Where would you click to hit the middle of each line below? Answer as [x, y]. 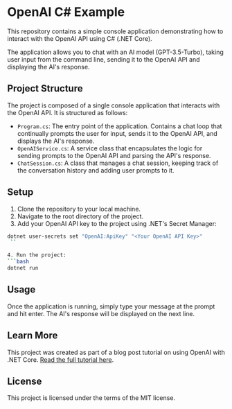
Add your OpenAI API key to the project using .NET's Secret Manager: [117, 223]
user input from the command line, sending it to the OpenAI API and [104, 59]
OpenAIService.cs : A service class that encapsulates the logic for [110, 148]
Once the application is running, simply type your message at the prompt [111, 306]
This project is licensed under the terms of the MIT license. [91, 398]
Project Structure [45, 88]
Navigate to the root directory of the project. [80, 216]
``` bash [18, 262]
